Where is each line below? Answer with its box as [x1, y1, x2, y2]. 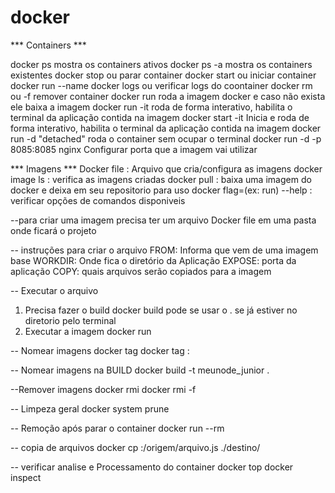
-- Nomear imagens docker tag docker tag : [10, 344, 190, 356]
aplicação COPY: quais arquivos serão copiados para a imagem [10, 265, 272, 277]
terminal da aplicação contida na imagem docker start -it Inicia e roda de [10, 111, 310, 123]
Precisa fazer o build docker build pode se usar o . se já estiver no [24, 304, 298, 316]
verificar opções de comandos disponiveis [10, 194, 186, 206]
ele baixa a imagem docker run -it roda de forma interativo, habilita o [10, 101, 293, 113]
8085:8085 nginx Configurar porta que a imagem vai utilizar [10, 143, 258, 155]
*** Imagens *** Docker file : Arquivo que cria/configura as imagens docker [10, 162, 323, 175]
